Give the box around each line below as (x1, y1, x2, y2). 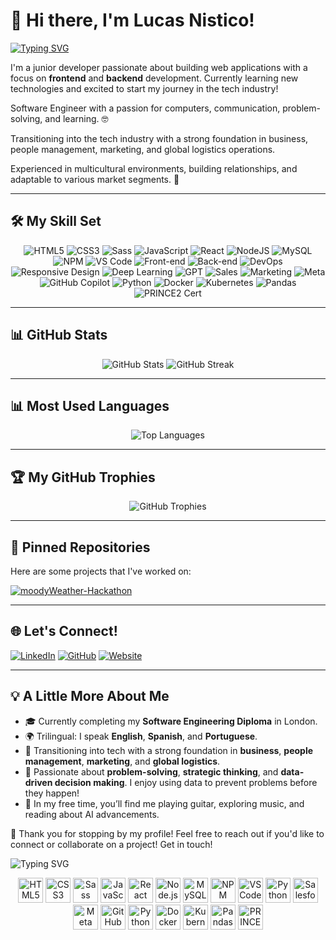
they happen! (24, 787, 80, 799)
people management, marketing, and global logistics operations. (10, 143, 276, 155)
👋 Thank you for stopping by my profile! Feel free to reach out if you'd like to (10, 827, 325, 839)
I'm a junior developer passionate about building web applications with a (10, 61, 308, 73)
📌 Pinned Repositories (10, 539, 151, 556)
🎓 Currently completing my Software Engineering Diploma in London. (24, 715, 318, 727)
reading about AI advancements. (24, 808, 160, 820)
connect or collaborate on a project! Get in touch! (10, 838, 213, 850)
